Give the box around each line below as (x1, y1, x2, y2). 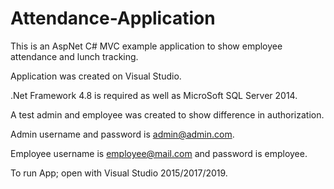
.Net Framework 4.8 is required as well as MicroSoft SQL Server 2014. (10, 89, 298, 101)
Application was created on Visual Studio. (10, 70, 182, 82)
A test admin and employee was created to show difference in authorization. (10, 108, 325, 121)
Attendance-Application (10, 7, 216, 30)
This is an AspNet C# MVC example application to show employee (10, 40, 283, 52)
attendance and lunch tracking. (10, 50, 139, 62)
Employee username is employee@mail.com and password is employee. (10, 147, 308, 159)
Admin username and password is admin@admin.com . (10, 128, 235, 140)
